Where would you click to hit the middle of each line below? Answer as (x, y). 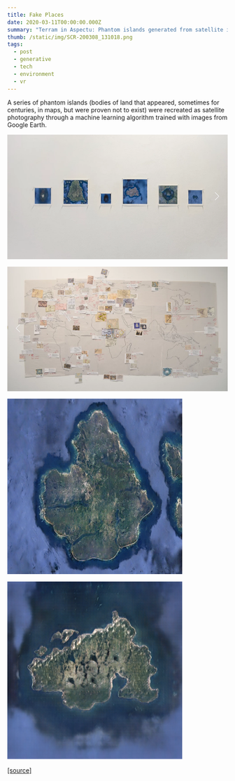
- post (23, 52)
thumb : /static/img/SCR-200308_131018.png (70, 37)
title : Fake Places (36, 15)
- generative (33, 60)
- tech (23, 67)
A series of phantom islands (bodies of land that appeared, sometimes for (113, 102)
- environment (34, 74)
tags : (15, 45)
